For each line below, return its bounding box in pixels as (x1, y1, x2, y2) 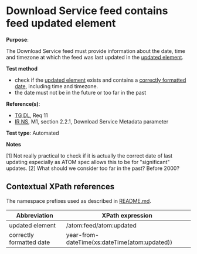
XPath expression (101, 211, 152, 219)
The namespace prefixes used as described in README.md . (6, 197, 151, 204)
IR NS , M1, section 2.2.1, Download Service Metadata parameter (14, 118, 169, 125)
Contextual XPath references (6, 182, 115, 192)
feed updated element (6, 16, 116, 30)
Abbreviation (16, 211, 54, 219)
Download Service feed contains (6, 4, 168, 18)
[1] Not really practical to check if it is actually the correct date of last (6, 152, 173, 159)
